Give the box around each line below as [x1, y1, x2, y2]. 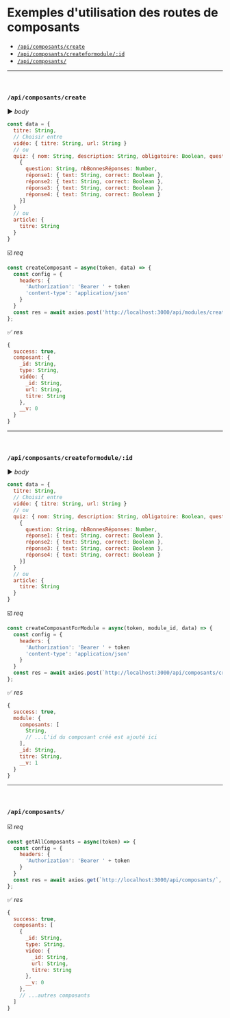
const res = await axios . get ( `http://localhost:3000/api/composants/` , [13, 877, 222, 883]
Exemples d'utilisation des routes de [7, 5, 219, 21]
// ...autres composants [19, 992, 90, 999]
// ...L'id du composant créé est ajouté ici [25, 734, 157, 741]
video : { [25, 947, 51, 954]
